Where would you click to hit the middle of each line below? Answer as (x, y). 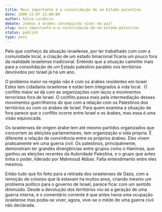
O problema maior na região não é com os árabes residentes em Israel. (77, 81)
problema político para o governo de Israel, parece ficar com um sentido (78, 184)
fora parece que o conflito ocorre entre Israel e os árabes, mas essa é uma (80, 113)
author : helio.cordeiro (29, 19)
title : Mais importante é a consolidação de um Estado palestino (73, 10)
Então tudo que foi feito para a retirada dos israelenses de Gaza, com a (77, 174)
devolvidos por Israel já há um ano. (40, 72)
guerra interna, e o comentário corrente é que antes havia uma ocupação (79, 194)
